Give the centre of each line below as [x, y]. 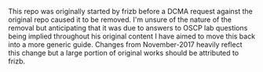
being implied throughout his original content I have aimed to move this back [132, 36]
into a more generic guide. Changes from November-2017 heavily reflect [125, 45]
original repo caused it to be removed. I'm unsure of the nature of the [120, 20]
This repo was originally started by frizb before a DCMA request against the [130, 11]
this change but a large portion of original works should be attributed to [124, 53]
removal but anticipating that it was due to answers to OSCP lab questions [128, 28]
